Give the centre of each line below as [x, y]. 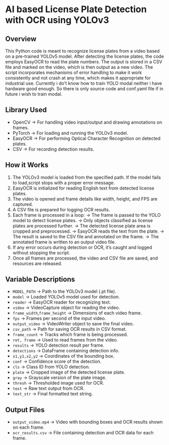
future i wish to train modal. [34, 94]
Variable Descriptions [40, 280]
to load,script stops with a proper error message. [64, 182]
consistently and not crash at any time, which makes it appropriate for [78, 78]
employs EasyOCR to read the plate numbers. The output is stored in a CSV [84, 62]
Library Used [26, 110]
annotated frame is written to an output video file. [64, 242]
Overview [21, 39]
